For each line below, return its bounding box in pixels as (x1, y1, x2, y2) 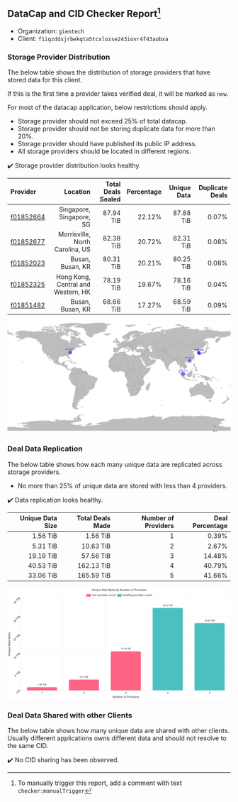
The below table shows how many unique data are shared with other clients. (7, 727, 230, 735)
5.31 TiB (31, 542, 58, 550)
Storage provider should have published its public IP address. (17, 140, 197, 148)
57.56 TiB (81, 551, 111, 560)
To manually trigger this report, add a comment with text (17, 779, 183, 787)
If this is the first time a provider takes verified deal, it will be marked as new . (7, 89, 229, 98)
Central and (56, 280, 91, 288)
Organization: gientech (17, 26, 85, 35)
